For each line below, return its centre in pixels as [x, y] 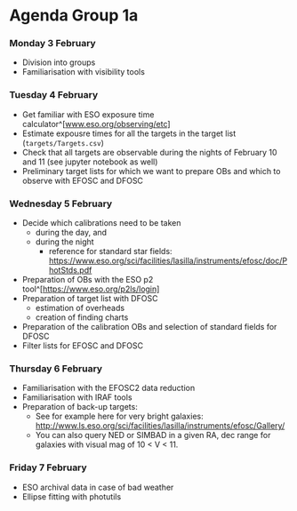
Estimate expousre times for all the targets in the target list [129, 133]
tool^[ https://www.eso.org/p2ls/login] [91, 289]
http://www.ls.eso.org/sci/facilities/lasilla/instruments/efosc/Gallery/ [160, 426]
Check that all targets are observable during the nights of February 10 [149, 152]
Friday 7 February [48, 467]
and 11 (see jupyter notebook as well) [90, 162]
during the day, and [71, 233]
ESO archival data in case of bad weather [98, 487]
